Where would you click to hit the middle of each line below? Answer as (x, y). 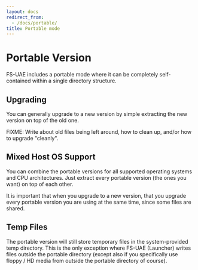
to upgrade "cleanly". (32, 138)
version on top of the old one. (42, 120)
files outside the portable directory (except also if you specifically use (92, 254)
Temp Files (27, 227)
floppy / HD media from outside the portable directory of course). (87, 260)
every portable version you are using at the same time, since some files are (99, 202)
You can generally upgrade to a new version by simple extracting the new (97, 114)
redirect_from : (25, 17)
